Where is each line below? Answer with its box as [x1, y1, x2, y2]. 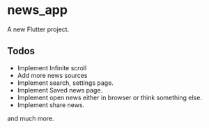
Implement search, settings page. [17, 79, 114, 87]
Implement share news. [17, 100, 85, 109]
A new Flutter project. [7, 25, 70, 33]
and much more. [7, 114, 54, 122]
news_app [7, 2, 68, 18]
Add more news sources [17, 71, 88, 79]
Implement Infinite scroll [17, 63, 87, 72]
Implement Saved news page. [17, 86, 103, 94]
